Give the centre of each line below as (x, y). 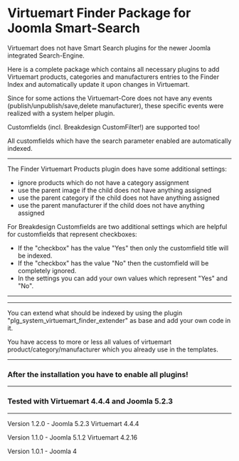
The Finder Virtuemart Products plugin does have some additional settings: (117, 169)
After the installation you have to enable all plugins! (98, 374)
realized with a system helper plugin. (61, 113)
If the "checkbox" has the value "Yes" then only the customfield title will (123, 248)
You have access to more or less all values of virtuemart (90, 341)
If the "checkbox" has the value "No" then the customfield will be (113, 263)
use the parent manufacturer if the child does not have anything (111, 205)
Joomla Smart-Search (74, 28)
